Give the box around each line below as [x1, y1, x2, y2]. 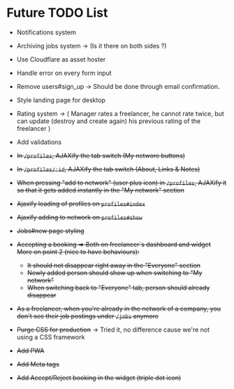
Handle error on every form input [16, 69, 112, 77]
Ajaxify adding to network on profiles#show [16, 213, 142, 221]
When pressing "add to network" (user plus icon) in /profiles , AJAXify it [16, 178, 227, 187]
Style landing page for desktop [16, 96, 106, 104]
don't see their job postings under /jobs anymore [16, 311, 159, 320]
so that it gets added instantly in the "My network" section [16, 185, 184, 194]
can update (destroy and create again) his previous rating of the [16, 117, 201, 125]
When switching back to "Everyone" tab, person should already [27, 283, 210, 292]
